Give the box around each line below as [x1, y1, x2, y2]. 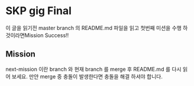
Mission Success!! [24, 31, 69, 39]
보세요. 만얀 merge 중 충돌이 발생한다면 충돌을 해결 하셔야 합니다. [11, 72, 163, 80]
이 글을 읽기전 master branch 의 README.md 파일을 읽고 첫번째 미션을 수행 [5, 24, 182, 31]
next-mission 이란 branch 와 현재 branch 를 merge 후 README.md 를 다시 [5, 65, 182, 72]
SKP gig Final [5, 4, 72, 18]
